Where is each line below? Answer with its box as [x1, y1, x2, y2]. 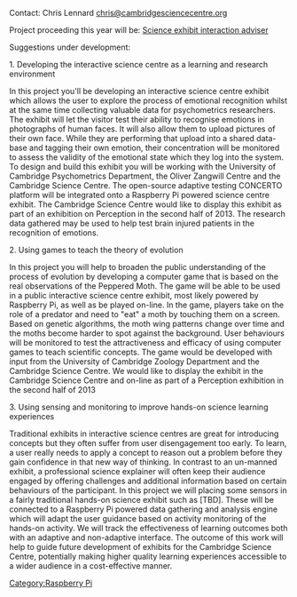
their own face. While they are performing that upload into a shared [9, 133, 255, 143]
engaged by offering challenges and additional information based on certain [9, 475, 287, 486]
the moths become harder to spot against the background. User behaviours [9, 328, 285, 338]
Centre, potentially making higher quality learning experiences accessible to [9, 551, 287, 561]
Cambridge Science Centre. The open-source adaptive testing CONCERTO [9, 180, 283, 190]
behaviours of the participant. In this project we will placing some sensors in [9, 485, 287, 496]
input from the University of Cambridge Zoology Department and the [9, 356, 260, 367]
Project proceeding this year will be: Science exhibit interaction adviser [9, 25, 269, 35]
